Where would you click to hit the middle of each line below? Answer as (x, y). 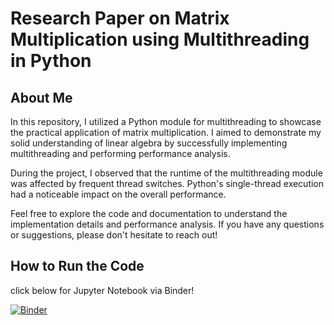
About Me (41, 97)
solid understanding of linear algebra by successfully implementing (149, 143)
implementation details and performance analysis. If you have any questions (167, 224)
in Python (51, 61)
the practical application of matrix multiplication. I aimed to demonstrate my (166, 132)
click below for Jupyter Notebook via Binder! (102, 290)
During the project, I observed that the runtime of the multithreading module (166, 173)
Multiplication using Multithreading (160, 39)
